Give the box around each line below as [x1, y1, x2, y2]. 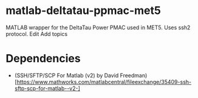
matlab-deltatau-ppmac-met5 [5, 4, 162, 18]
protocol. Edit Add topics [5, 30, 68, 37]
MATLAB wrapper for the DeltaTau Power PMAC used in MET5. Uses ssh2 [5, 24, 191, 31]
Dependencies [5, 52, 81, 66]
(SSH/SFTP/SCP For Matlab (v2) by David [14, 71, 119, 79]
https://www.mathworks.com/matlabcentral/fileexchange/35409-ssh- [16, 78, 192, 85]
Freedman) [120, 71, 148, 79]
